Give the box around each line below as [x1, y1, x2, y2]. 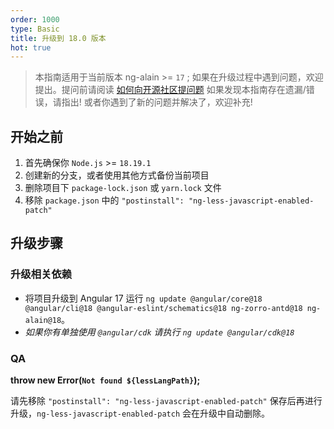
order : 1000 [10, 14, 60, 25]
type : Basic [10, 24, 60, 34]
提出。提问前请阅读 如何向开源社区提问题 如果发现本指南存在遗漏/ [34, 84, 307, 96]
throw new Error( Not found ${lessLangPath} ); [10, 374, 201, 386]
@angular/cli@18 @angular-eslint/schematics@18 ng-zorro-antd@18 [24, 303, 303, 313]
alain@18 [24, 315, 62, 325]
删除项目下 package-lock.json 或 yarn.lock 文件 [24, 182, 222, 194]
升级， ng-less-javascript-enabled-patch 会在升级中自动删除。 [10, 407, 271, 420]
